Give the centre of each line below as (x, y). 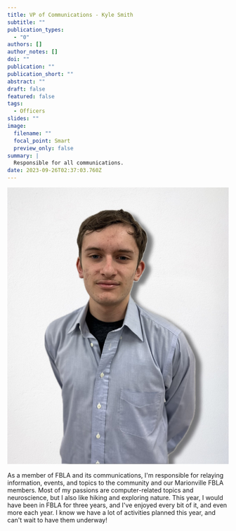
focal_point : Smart (42, 140)
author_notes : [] (33, 52)
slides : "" (23, 119)
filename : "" (33, 133)
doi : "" (19, 60)
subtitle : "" (26, 22)
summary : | (23, 156)
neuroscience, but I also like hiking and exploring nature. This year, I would (115, 498)
